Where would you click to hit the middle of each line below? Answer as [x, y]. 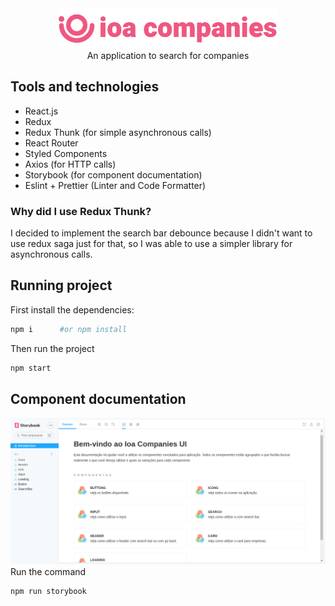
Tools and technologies [85, 87]
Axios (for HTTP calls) [70, 164]
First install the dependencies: [72, 309]
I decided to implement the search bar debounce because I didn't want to [161, 233]
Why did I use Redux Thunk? [81, 211]
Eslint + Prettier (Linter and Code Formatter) [115, 185]
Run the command [48, 572]
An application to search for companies [168, 55]
